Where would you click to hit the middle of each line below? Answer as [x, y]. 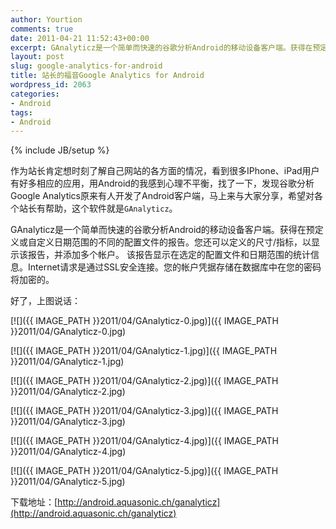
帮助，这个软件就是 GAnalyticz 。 [111, 208]
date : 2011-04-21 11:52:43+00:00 [80, 38]
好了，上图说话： [45, 301]
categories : [35, 94]
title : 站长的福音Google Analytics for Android [107, 76]
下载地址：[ [34, 502]
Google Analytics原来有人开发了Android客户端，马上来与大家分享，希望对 [162, 196]
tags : [21, 112]
